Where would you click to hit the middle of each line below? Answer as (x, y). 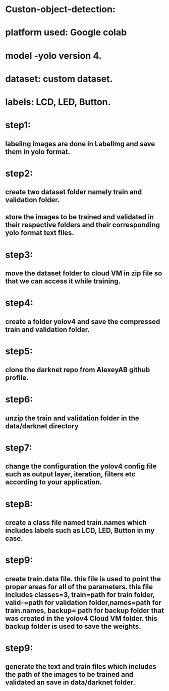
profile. (17, 378)
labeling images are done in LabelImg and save (80, 144)
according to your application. (54, 482)
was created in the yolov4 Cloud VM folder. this (81, 618)
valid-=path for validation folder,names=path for (83, 603)
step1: (18, 125)
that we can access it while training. (63, 281)
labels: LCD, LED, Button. (58, 102)
